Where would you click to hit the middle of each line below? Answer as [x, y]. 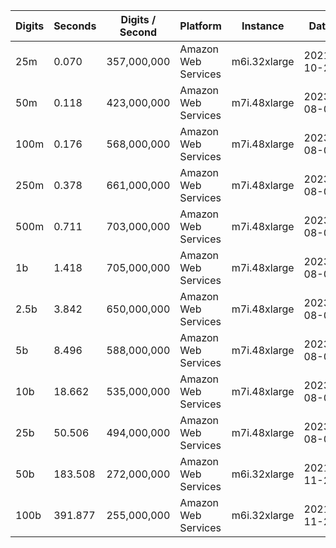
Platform [200, 26]
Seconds [75, 26]
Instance [263, 26]
